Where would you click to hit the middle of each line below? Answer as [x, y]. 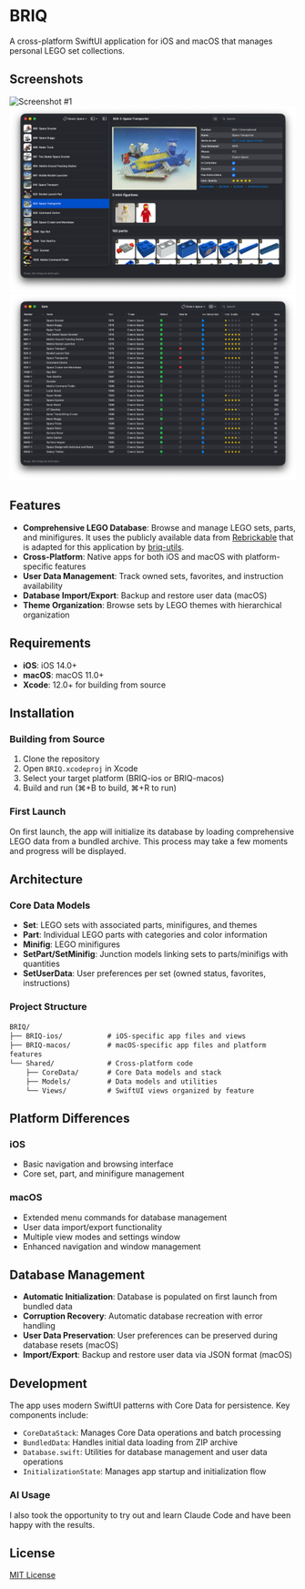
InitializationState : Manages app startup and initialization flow [144, 1472]
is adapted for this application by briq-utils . [103, 546]
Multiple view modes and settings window [101, 1237]
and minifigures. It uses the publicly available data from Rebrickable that [158, 537]
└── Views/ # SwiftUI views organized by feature [140, 1090]
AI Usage [30, 1495]
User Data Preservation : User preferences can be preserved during [150, 1336]
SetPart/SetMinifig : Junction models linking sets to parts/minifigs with [155, 954]
